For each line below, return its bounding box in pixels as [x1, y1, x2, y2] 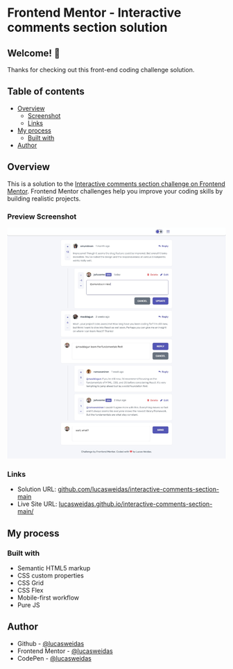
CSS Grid [17, 578, 44, 587]
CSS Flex [17, 586, 44, 594]
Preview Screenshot [7, 212, 77, 221]
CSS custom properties [17, 571, 85, 579]
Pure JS [17, 600, 40, 609]
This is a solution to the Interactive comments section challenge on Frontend [7, 179, 225, 188]
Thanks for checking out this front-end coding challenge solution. [7, 66, 195, 74]
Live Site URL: [17, 500, 58, 508]
